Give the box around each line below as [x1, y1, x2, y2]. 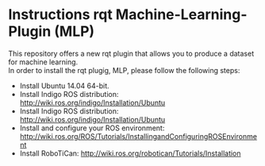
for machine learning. [8, 57, 79, 67]
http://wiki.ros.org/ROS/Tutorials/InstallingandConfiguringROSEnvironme [19, 131, 258, 141]
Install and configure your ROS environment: [19, 123, 165, 133]
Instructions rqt [8, 6, 113, 24]
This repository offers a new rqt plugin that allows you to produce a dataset [8, 48, 255, 58]
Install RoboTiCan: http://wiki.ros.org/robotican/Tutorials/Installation [19, 149, 241, 158]
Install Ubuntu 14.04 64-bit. [19, 81, 109, 91]
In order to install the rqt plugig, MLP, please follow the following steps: [8, 65, 240, 75]
